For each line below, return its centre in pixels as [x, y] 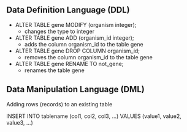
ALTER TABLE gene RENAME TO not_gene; [69, 64]
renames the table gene [54, 70]
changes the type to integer [59, 31]
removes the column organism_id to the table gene [89, 57]
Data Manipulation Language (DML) [76, 90]
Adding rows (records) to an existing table [59, 104]
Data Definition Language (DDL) [68, 10]
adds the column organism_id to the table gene [84, 44]
